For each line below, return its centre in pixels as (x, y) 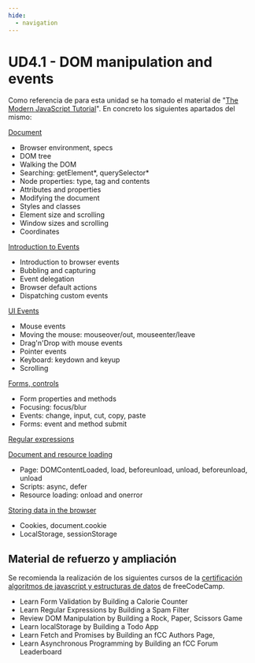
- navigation (37, 23)
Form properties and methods (68, 399)
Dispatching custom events (64, 296)
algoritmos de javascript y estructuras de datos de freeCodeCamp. (116, 586)
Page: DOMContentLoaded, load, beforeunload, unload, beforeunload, (133, 470)
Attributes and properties (60, 189)
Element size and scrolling (62, 215)
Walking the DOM (48, 165)
